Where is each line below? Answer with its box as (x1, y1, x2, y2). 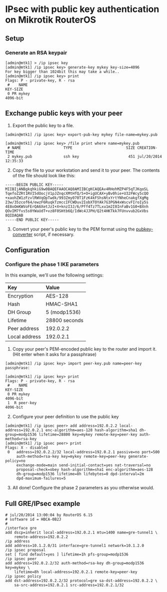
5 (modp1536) (45, 309, 81, 316)
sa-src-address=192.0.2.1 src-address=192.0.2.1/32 (14, 582, 124, 588)
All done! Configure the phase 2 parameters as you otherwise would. (12, 485, 154, 491)
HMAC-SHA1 (45, 301, 78, 308)
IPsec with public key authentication (5, 4, 159, 15)
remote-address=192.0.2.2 (14, 534, 68, 539)
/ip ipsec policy (5, 574, 41, 579)
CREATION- (137, 145, 157, 150)
